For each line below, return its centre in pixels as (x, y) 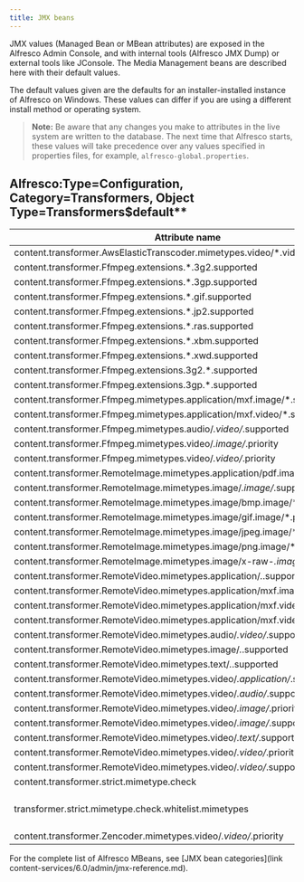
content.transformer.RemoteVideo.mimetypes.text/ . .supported (146, 664)
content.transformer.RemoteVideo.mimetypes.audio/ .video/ (140, 635)
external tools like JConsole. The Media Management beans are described (148, 62)
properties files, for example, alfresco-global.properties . (140, 156)
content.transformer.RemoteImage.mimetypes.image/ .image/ (144, 488)
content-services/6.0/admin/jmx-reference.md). (99, 868)
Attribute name (188, 238)
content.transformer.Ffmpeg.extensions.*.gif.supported (133, 297)
